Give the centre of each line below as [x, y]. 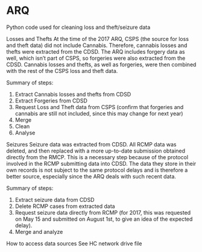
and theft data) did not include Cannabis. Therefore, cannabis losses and [97, 45]
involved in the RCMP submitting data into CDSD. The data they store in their [101, 163]
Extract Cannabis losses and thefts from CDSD [73, 94]
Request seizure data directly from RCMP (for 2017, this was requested [103, 212]
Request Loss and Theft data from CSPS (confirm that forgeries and [99, 107]
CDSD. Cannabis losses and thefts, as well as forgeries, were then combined [101, 65]
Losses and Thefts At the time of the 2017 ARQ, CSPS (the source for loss [97, 39]
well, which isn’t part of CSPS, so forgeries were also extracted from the [96, 58]
